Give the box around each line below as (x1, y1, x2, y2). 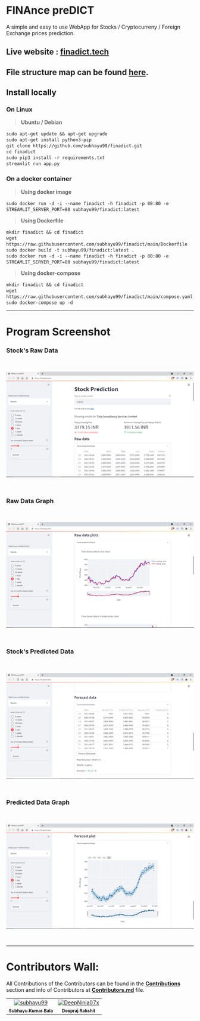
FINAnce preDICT (6, 4, 95, 17)
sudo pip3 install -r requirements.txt (6, 155, 105, 161)
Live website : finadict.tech (6, 47, 109, 57)
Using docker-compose (20, 269, 81, 277)
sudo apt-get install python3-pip (6, 137, 92, 143)
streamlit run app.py (6, 161, 60, 167)
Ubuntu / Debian (20, 119, 62, 126)
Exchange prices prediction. (6, 29, 76, 36)
